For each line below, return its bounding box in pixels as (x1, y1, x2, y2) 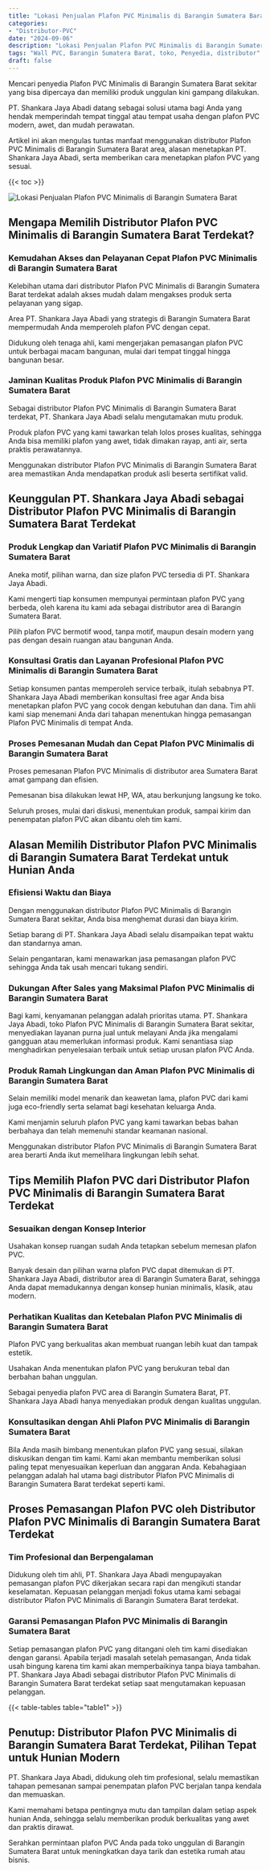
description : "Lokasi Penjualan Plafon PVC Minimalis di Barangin (8, 42, 235, 50)
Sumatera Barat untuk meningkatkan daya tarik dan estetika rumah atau (8, 1846, 246, 1856)
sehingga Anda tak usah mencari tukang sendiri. (8, 962, 169, 972)
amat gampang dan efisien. (8, 774, 99, 785)
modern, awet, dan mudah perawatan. (8, 120, 135, 130)
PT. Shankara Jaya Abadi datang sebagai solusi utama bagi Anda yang (8, 102, 243, 113)
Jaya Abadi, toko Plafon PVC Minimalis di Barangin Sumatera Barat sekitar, (8, 1019, 255, 1029)
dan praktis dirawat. (8, 1822, 75, 1832)
